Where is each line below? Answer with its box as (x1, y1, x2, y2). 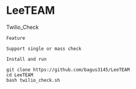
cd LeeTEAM (6, 72, 34, 78)
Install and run (6, 56, 47, 62)
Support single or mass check (6, 46, 82, 52)
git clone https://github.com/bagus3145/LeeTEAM (6, 67, 130, 73)
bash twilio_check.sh (6, 77, 61, 83)
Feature (6, 35, 26, 41)
